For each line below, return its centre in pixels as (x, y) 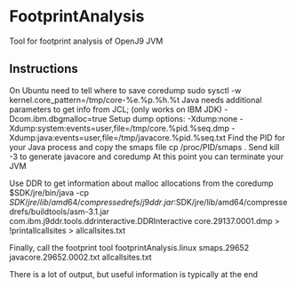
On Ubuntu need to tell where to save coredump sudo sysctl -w (125, 90)
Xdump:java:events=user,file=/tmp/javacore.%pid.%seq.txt (118, 137)
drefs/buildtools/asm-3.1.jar (59, 212)
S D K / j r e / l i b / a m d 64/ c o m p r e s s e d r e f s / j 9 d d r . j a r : (92, 202)
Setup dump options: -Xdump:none (173, 118)
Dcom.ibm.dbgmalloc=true (58, 118)
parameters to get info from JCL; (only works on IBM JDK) (116, 109)
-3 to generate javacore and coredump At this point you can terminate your (147, 156)
